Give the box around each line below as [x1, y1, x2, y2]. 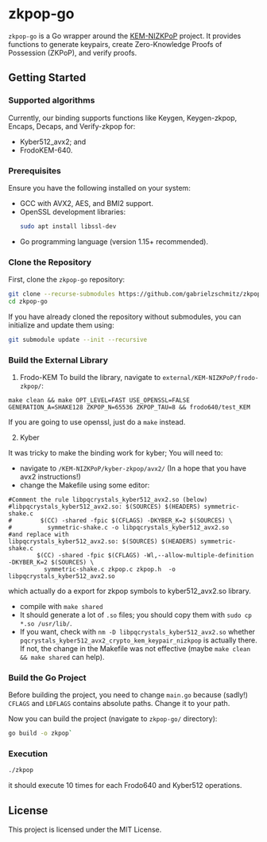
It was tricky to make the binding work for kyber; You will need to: [8, 448, 223, 458]
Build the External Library [8, 355, 109, 366]
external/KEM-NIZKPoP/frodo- [162, 374, 259, 382]
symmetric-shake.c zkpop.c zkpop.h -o [43, 565, 176, 573]
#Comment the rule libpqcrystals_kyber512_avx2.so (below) [8, 496, 208, 504]
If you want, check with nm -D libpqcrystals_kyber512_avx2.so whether [19, 627, 256, 637]
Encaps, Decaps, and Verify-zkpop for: [8, 121, 136, 131]
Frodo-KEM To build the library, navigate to [19, 373, 161, 382]
